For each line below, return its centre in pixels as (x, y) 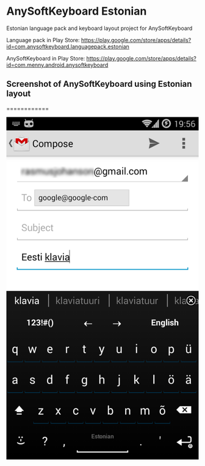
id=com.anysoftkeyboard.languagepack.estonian (68, 46)
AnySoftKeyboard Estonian (77, 11)
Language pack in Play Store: (43, 40)
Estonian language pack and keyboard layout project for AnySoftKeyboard (99, 28)
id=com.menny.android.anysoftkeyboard (57, 65)
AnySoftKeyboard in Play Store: (46, 58)
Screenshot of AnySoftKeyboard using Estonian (99, 84)
